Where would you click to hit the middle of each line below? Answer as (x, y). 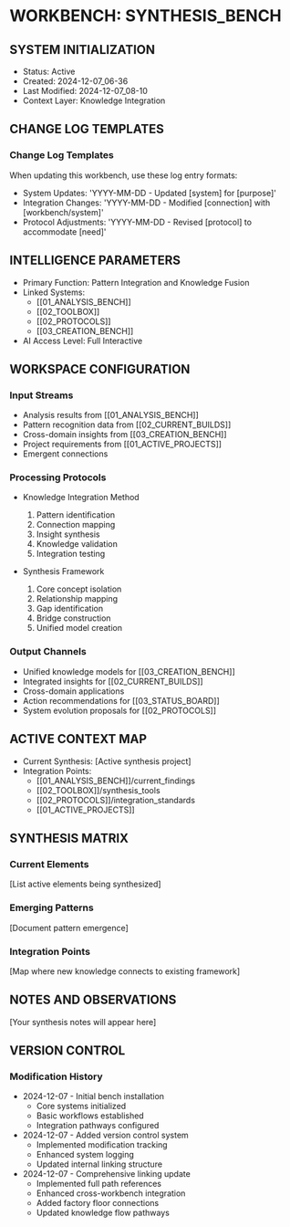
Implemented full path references (99, 1184)
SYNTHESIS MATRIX (69, 838)
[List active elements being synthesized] (85, 884)
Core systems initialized (81, 1106)
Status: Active (49, 71)
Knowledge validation (77, 544)
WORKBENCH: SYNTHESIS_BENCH (146, 16)
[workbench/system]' (63, 212)
